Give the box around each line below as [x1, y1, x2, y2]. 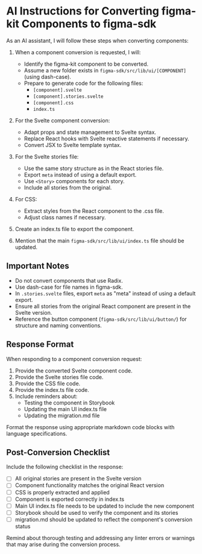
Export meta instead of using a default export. [24, 171, 137, 178]
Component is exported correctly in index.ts [14, 496, 125, 503]
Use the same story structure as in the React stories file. [24, 165, 164, 172]
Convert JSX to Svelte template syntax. [24, 141, 122, 148]
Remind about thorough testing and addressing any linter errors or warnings [6, 534, 195, 541]
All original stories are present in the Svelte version [14, 475, 142, 482]
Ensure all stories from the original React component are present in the [14, 303, 191, 310]
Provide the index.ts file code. [14, 386, 89, 393]
